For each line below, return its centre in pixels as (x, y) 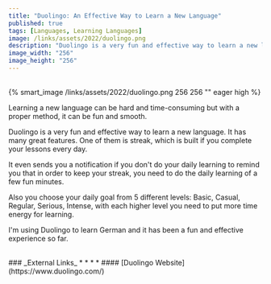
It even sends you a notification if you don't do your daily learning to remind (134, 164)
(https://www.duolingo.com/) (56, 271)
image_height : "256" (43, 61)
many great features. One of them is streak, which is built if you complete (130, 140)
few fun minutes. (36, 181)
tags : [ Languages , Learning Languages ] (75, 31)
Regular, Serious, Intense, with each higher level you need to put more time (133, 205)
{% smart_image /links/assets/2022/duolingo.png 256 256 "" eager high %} (135, 92)
